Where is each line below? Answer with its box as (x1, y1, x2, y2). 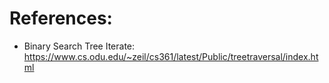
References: (9, 7, 113, 30)
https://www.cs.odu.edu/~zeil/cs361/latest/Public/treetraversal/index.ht (23, 50, 319, 62)
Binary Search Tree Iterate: (23, 40, 136, 52)
